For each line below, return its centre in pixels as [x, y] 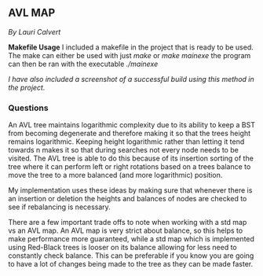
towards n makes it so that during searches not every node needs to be [124, 150]
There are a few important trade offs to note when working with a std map [128, 223]
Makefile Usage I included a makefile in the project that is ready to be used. [131, 47]
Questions [28, 108]
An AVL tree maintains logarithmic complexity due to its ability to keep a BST [131, 125]
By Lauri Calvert [35, 31]
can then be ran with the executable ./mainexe [83, 64]
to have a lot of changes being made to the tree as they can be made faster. [131, 264]
